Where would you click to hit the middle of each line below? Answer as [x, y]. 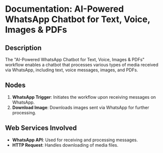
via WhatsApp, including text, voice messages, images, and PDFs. [72, 70]
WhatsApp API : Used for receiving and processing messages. [75, 140]
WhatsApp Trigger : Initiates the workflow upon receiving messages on [84, 97]
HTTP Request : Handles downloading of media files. [65, 145]
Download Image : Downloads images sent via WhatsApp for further [81, 107]
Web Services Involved [41, 128]
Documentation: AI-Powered [64, 9]
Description [23, 48]
